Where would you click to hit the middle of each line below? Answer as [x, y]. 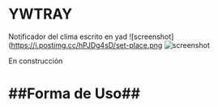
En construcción [36, 61]
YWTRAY [41, 14]
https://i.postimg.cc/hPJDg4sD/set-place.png [87, 45]
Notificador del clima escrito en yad [68, 36]
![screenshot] [152, 36]
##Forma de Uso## [74, 94]
